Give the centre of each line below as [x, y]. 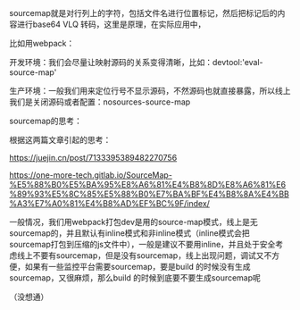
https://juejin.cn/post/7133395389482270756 [93, 158]
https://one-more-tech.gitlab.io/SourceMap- [91, 175]
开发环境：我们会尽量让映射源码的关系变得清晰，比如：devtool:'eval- [136, 62]
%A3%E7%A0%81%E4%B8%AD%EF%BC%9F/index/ [109, 203]
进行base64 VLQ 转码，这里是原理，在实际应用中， [111, 24]
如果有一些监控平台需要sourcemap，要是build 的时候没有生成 [138, 267]
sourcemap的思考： [46, 121]
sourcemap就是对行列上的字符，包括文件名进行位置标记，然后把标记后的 [143, 13]
